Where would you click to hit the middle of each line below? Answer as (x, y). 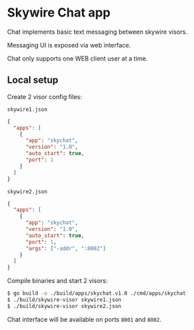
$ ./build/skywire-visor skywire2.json (64, 306)
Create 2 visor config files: (45, 96)
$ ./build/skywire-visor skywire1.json (64, 300)
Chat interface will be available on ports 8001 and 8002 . (84, 319)
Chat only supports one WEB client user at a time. (77, 58)
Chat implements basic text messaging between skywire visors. (97, 32)
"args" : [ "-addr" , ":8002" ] (66, 248)
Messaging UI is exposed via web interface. (69, 45)
